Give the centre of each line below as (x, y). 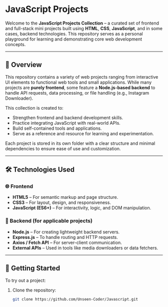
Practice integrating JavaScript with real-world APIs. (66, 123)
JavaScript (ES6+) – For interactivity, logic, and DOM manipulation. (82, 208)
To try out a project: (25, 280)
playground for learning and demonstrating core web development (74, 39)
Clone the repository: (34, 290)
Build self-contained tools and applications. (57, 128)
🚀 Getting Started (33, 268)
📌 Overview (23, 65)
